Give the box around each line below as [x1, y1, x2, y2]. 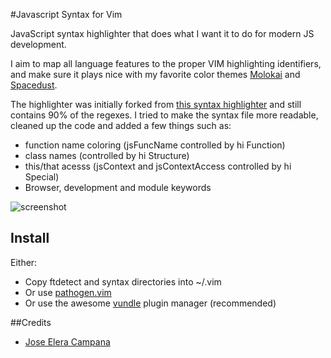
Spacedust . [10, 79, 58, 91]
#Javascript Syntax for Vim [10, 9, 123, 20]
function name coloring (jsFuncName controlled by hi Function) [24, 139, 286, 151]
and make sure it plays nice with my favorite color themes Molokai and [10, 69, 301, 80]
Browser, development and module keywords [24, 182, 212, 193]
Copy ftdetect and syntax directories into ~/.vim [24, 275, 222, 288]
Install [10, 230, 50, 247]
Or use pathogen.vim [24, 286, 112, 298]
